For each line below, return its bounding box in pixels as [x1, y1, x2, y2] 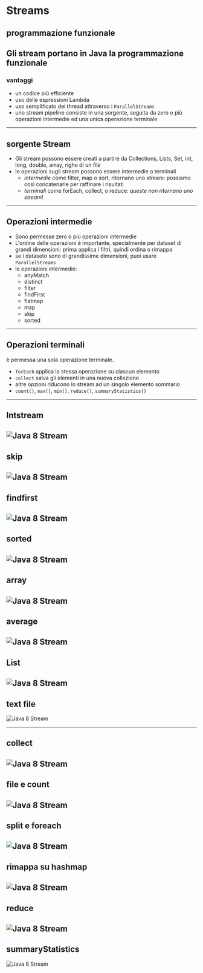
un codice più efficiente [14, 90, 74, 97]
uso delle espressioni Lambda [14, 96, 89, 104]
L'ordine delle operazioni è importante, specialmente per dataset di [14, 239, 182, 246]
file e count [6, 780, 50, 790]
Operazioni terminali [6, 340, 85, 350]
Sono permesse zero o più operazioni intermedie [14, 233, 137, 240]
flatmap [24, 297, 43, 304]
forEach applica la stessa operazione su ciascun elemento [14, 367, 160, 375]
